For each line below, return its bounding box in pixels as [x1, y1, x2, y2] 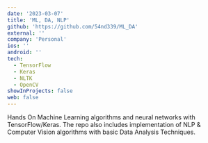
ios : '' [7, 42, 30, 49]
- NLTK [13, 74, 33, 82]
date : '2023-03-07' [7, 10, 64, 17]
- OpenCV [13, 81, 39, 88]
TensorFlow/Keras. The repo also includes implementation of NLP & [7, 121, 201, 128]
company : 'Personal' [7, 36, 67, 43]
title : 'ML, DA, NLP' [7, 17, 70, 24]
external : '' [7, 29, 45, 37]
